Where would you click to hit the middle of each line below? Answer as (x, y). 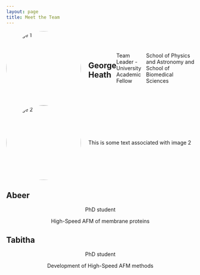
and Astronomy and (170, 62)
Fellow (124, 81)
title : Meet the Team (33, 17)
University (129, 68)
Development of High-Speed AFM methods (100, 266)
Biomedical (160, 74)
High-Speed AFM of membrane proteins (100, 221)
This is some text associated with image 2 (140, 143)
